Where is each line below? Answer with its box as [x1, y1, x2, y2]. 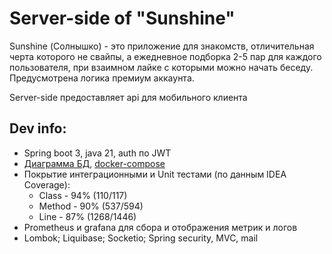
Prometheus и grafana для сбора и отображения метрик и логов [23, 221, 298, 233]
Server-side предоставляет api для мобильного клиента [9, 91, 248, 103]
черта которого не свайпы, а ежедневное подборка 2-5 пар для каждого [9, 50, 322, 62]
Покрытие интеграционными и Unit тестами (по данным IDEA [23, 168, 287, 180]
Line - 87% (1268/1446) [38, 210, 137, 222]
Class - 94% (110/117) [38, 189, 128, 201]
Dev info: [9, 120, 67, 137]
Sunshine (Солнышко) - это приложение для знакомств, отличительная [9, 40, 315, 52]
